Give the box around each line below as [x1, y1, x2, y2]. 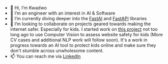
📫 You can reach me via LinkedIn [10, 53, 81, 59]
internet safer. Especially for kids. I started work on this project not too [10, 26, 158, 32]
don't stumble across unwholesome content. [10, 48, 104, 53]
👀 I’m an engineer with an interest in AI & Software [10, 10, 116, 16]
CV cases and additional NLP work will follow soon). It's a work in [10, 37, 148, 43]
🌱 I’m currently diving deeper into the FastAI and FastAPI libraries [10, 16, 147, 21]
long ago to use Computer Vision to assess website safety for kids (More [10, 32, 163, 37]
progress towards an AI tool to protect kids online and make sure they [10, 42, 156, 48]
